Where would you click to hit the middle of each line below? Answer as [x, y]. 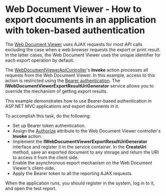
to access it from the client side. [46, 157]
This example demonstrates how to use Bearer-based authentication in [78, 100]
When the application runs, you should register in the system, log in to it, [80, 183]
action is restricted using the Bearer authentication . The [63, 80]
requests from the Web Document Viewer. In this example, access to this [80, 75]
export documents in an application [81, 20]
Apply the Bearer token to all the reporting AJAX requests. [72, 173]
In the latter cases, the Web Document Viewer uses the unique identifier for [83, 55]
